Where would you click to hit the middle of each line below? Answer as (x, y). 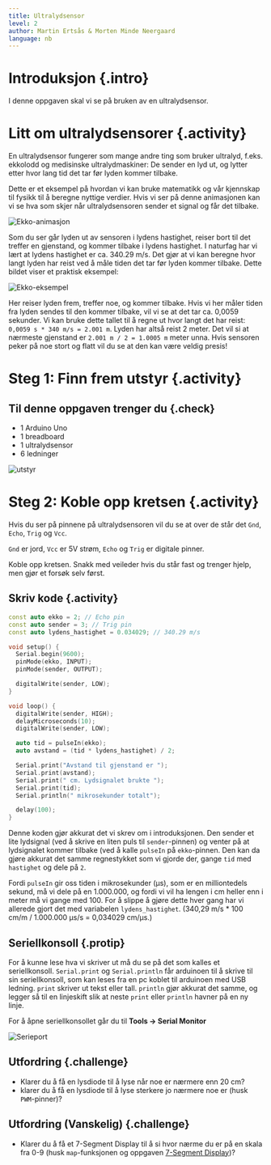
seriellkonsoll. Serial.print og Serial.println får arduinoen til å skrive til (131, 971)
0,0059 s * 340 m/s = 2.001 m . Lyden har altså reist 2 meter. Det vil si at (129, 329)
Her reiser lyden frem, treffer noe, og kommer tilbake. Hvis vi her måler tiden (135, 303)
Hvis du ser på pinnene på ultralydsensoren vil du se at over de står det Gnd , (135, 525)
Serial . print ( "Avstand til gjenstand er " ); (92, 765)
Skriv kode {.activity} (64, 598)
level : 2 (23, 23)
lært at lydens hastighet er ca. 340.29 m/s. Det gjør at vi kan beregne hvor (132, 255)
